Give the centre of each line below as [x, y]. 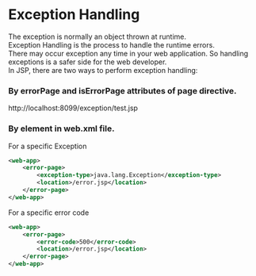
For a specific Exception [48, 146]
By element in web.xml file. [61, 128]
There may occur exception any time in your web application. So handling [128, 53]
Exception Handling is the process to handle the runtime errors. [112, 44]
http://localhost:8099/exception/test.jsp [73, 108]
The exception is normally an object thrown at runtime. [97, 36]
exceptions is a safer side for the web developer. [88, 62]
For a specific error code [49, 213]
